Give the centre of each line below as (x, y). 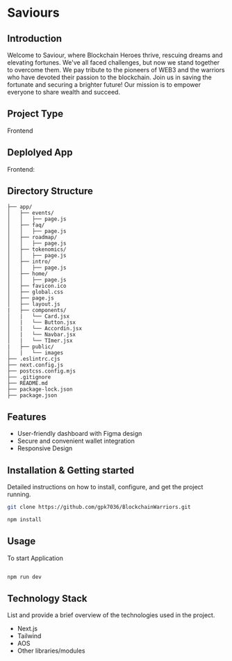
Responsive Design (45, 448)
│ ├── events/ (31, 213)
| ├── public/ (31, 347)
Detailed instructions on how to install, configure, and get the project (105, 487)
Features (27, 417)
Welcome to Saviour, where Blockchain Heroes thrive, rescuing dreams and (115, 55)
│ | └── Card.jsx (39, 317)
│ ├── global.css (35, 292)
